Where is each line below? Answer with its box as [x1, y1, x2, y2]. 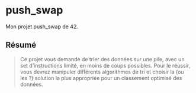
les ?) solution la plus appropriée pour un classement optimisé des [20, 74, 182, 81]
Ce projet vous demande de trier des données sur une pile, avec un [20, 55, 185, 62]
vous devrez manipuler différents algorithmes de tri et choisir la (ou [20, 68, 184, 75]
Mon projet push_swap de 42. [5, 23, 78, 30]
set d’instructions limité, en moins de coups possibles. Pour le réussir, [20, 62, 191, 69]
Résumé [5, 40, 37, 50]
